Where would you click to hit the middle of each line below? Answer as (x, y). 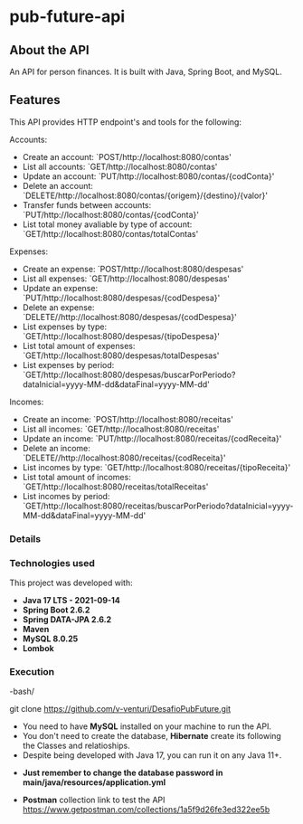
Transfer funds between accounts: (87, 204)
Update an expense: (60, 288)
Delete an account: (57, 185)
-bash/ (22, 691)
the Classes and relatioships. (76, 746)
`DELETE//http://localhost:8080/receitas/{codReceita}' (124, 458)
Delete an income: (56, 448)
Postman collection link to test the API (94, 800)
